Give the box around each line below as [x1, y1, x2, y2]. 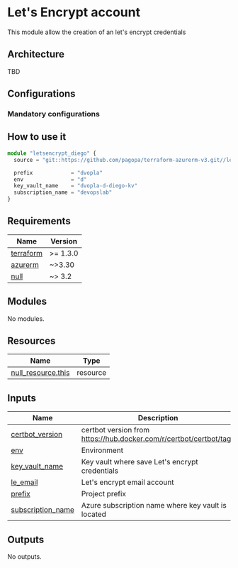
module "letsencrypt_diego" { [7, 150, 97, 157]
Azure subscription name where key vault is [81, 501, 227, 510]
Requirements [7, 215, 71, 227]
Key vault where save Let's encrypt [81, 457, 198, 467]
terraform [11, 248, 43, 258]
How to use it [7, 131, 67, 143]
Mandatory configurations [7, 109, 101, 119]
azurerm [11, 260, 39, 270]
